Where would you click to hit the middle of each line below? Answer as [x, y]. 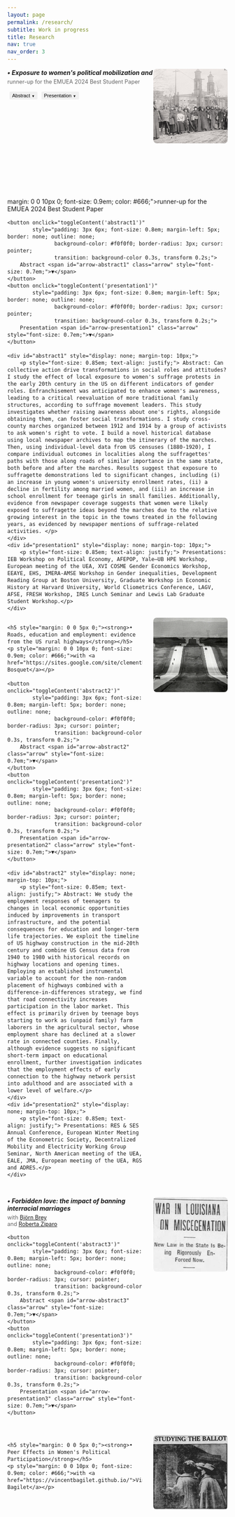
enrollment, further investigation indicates [74, 1063]
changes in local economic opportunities [69, 908]
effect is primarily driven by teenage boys [73, 1013]
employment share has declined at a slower [72, 1034]
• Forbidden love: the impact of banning [66, 1201]
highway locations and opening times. [64, 964]
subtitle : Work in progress [48, 29]
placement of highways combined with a [65, 985]
